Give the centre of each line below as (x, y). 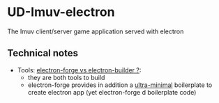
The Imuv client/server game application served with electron (96, 31)
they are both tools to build (66, 77)
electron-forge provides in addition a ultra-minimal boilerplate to (120, 85)
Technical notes (43, 53)
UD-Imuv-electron (61, 12)
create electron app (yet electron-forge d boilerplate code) (112, 92)
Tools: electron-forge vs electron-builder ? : (79, 70)
